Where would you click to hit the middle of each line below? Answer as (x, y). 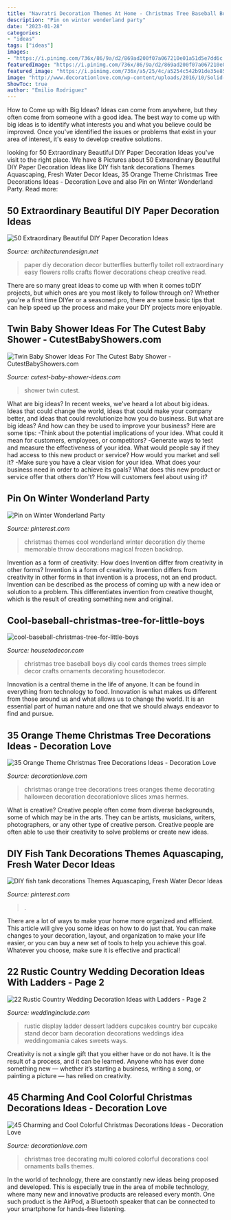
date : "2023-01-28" (35, 26)
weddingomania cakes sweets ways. (76, 1040)
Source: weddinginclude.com (49, 1012)
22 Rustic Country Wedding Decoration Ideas (106, 972)
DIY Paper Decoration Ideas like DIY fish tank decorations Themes (101, 167)
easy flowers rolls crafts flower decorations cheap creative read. (115, 272)
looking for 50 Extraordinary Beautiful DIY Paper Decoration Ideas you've (111, 153)
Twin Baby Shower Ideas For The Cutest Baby (107, 329)
